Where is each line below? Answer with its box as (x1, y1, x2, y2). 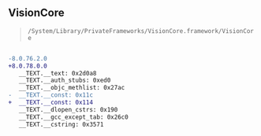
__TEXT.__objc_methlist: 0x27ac (18, 84, 125, 92)
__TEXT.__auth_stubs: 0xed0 (18, 76, 111, 85)
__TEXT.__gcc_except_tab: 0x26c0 (18, 113, 129, 121)
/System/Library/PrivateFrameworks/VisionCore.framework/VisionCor (27, 27, 254, 35)
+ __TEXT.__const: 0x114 (8, 98, 93, 107)
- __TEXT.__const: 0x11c (8, 91, 93, 99)
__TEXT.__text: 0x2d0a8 (18, 69, 97, 77)
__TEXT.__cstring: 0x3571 (18, 120, 104, 128)
